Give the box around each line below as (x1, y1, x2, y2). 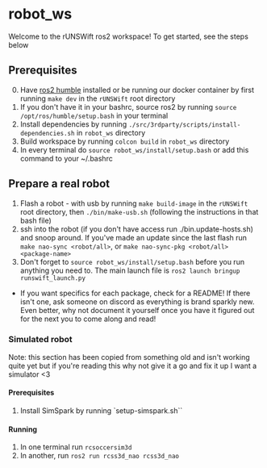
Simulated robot (8, 334, 73, 345)
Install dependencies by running (19, 119, 127, 129)
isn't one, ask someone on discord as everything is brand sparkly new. (19, 296, 255, 307)
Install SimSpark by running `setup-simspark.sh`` (19, 406, 183, 416)
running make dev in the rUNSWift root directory (19, 94, 176, 103)
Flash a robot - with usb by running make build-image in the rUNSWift (19, 198, 248, 208)
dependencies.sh (19, 129, 75, 137)
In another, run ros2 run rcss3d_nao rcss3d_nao (19, 451, 180, 461)
